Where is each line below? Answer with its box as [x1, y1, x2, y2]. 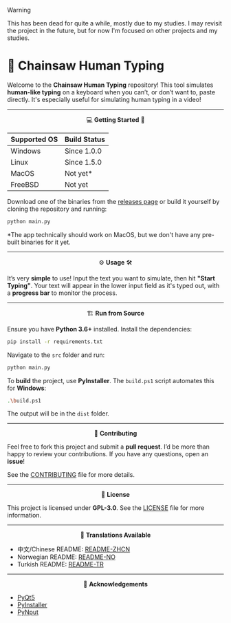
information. [7, 511, 42, 520]
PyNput [16, 608, 39, 616]
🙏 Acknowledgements [83, 580, 148, 589]
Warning [7, 6, 31, 14]
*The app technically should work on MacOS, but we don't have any [7, 230, 201, 238]
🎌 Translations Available [80, 531, 151, 540]
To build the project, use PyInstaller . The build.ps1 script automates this [7, 376, 214, 385]
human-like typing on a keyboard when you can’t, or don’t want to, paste [7, 88, 215, 96]
